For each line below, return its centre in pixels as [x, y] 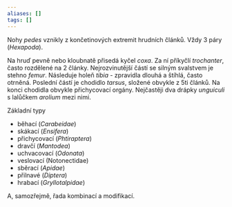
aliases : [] [24, 13]
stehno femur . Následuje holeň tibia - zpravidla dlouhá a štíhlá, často [105, 75]
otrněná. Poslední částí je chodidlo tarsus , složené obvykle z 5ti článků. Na [114, 82]
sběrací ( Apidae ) [41, 168]
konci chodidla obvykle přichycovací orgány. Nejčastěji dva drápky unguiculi [116, 90]
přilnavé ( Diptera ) [42, 175]
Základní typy [27, 110]
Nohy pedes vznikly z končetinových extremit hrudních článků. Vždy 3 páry [115, 39]
